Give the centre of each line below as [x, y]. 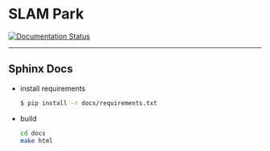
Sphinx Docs [41, 69]
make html [37, 141]
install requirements [53, 88]
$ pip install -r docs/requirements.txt [88, 103]
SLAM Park [46, 14]
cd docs [33, 133]
